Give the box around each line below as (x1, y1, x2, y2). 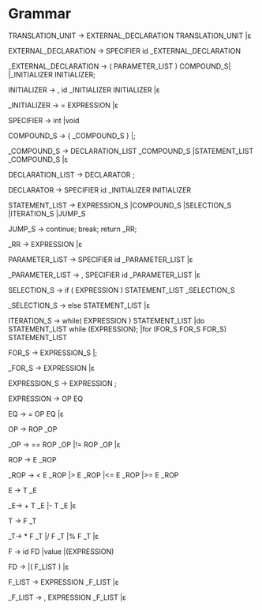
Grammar (8, 5, 72, 23)
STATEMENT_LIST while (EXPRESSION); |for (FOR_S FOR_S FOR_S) (8, 324, 227, 334)
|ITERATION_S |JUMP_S (8, 208, 86, 218)
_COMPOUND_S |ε (8, 155, 69, 164)
